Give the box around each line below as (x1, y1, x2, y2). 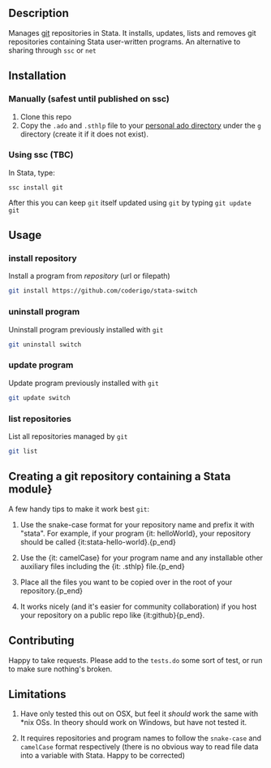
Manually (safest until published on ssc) (8, 93, 170, 105)
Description (8, 7, 69, 20)
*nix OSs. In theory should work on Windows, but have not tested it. (19, 718, 247, 727)
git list (8, 447, 38, 455)
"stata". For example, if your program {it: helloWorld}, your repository (19, 528, 252, 538)
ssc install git (8, 183, 63, 192)
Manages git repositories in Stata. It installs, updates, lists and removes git (8, 28, 257, 37)
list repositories (8, 413, 71, 424)
